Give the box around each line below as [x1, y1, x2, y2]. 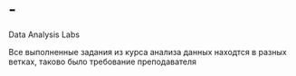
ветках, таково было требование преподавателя [8, 56, 196, 67]
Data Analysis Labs [8, 29, 81, 40]
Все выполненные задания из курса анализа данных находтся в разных [8, 46, 287, 57]
